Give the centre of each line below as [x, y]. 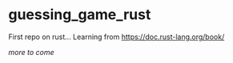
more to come [31, 52]
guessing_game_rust [80, 15]
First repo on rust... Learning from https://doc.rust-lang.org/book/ [116, 37]
